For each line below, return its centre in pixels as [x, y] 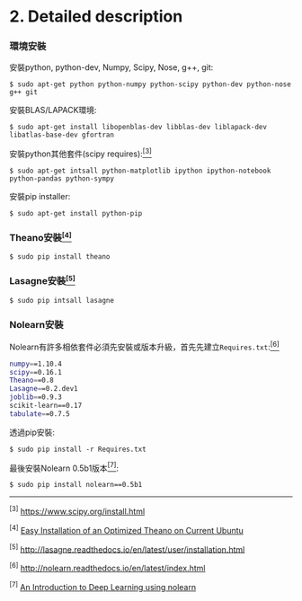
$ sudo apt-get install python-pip [76, 214]
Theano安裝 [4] [40, 237]
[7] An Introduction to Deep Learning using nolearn [102, 586]
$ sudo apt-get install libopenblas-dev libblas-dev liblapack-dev [138, 128]
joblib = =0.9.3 [36, 397]
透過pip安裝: [32, 432]
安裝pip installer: [40, 197]
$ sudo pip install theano [60, 257]
